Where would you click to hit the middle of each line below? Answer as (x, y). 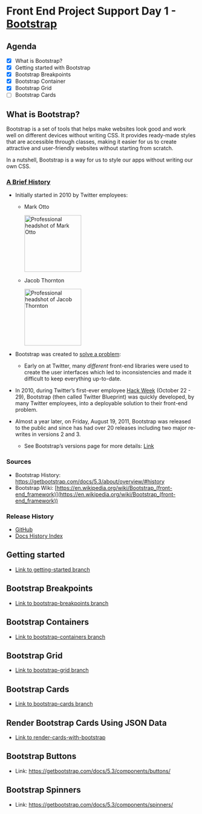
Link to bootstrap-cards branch (54, 704)
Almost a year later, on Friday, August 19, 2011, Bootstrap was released (103, 422)
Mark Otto (37, 207)
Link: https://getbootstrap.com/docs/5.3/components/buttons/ (93, 771)
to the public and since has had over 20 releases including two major (101, 428)
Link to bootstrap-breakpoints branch (62, 603)
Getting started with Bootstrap (53, 68)
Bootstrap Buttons (41, 756)
